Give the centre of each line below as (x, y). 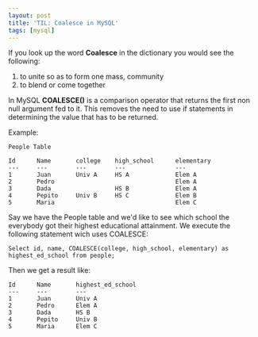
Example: (23, 132)
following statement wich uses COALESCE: (78, 234)
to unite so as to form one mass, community (92, 77)
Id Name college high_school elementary (110, 161)
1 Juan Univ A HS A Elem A (102, 175)
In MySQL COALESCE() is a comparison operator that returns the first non (129, 101)
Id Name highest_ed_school (72, 285)
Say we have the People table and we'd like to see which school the (119, 217)
